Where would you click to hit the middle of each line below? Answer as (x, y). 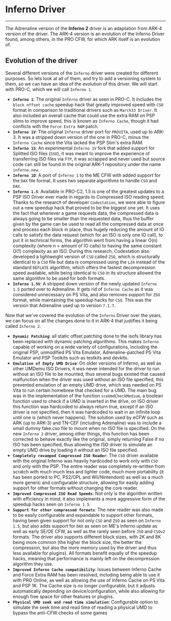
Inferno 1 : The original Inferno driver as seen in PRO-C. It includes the (87, 99)
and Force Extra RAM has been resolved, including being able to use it (86, 575)
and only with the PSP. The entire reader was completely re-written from (89, 466)
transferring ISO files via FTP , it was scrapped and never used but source (89, 159)
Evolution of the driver (41, 61)
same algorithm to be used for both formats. (59, 278)
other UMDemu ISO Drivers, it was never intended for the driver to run (86, 368)
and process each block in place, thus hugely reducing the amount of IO (88, 229)
